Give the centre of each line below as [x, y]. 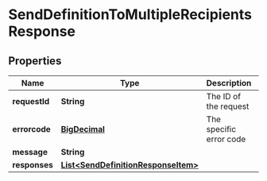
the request [228, 106]
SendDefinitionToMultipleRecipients [130, 15]
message [30, 152]
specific [221, 129]
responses [33, 165]
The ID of [223, 96]
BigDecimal [83, 129]
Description [229, 83]
